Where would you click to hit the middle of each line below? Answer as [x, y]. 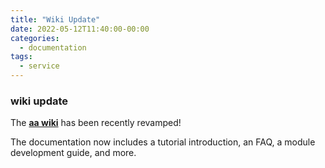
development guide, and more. [73, 153]
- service [39, 66]
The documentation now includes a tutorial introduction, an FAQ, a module [163, 142]
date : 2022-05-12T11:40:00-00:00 [80, 29]
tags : [21, 57]
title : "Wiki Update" [55, 19]
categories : [35, 38]
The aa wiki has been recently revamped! [96, 123]
